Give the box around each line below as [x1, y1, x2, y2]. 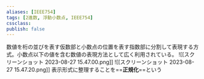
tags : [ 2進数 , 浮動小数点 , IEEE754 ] [6, 15, 93, 21]
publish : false [6, 26, 45, 32]
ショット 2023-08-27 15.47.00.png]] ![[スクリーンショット [22, 58, 169, 66]
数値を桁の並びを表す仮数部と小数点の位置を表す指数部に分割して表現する [6, 43, 194, 50]
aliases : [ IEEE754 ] [6, 9, 56, 15]
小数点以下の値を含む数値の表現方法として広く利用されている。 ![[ [16, 51, 184, 58]
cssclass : [6, 20, 32, 26]
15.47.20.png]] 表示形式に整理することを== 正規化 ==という [14, 66, 162, 74]
